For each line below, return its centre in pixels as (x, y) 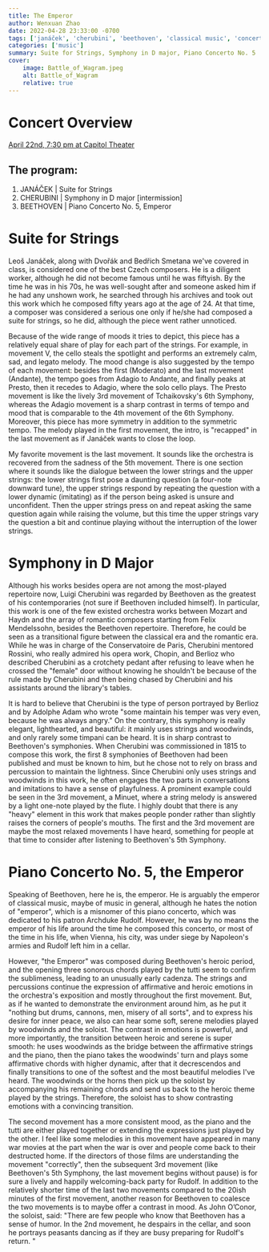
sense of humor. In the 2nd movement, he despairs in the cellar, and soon (129, 1224)
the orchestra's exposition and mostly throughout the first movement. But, (130, 995)
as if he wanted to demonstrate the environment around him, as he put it (127, 1004)
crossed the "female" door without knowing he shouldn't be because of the (132, 671)
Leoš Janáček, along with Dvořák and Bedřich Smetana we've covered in (129, 261)
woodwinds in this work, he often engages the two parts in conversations (129, 780)
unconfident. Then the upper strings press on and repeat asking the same (130, 506)
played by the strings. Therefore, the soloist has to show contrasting (121, 1098)
